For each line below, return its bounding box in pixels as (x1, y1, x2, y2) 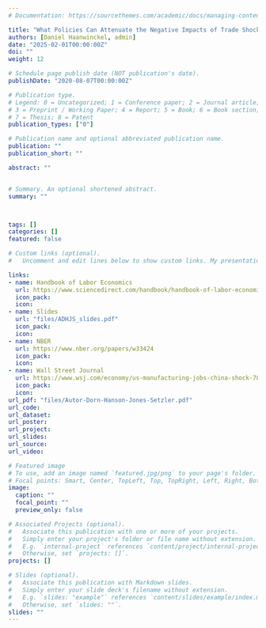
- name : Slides (8, 308, 59, 316)
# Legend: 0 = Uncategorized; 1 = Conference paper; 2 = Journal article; (8, 98, 260, 107)
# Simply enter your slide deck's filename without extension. (8, 586, 228, 594)
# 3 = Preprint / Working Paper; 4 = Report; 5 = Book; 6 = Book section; (8, 106, 260, 114)
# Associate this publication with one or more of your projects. (8, 528, 239, 535)
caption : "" (15, 491, 55, 499)
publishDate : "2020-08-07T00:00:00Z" (8, 77, 133, 85)
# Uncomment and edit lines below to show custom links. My (8, 257, 218, 265)
